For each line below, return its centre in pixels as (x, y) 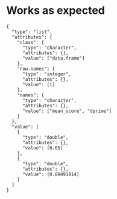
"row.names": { (36, 69)
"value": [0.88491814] (51, 174)
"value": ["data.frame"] (53, 58)
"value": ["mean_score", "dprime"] (67, 111)
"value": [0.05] (43, 148)
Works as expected (56, 11)
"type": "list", (32, 32)
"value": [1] (39, 84)
